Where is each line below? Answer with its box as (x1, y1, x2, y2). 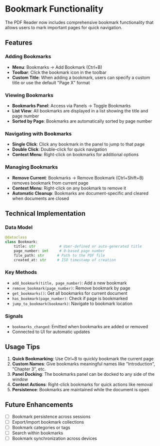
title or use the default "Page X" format (12, 80, 90, 85)
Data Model (5, 224, 33, 231)
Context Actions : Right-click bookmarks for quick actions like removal (12, 382, 153, 387)
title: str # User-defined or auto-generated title (14, 244, 142, 249)
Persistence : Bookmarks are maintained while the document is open (12, 386, 149, 392)
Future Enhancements (5, 401, 74, 409)
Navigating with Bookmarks (5, 130, 72, 137)
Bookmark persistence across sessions (12, 414, 91, 419)
